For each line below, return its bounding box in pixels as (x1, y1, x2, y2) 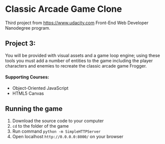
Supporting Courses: (5, 74, 49, 80)
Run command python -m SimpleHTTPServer (12, 128, 101, 134)
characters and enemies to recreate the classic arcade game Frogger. (5, 63, 147, 69)
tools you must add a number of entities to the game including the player (5, 58, 153, 64)
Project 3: (5, 39, 36, 48)
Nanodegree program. (5, 25, 50, 31)
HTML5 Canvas (12, 90, 44, 96)
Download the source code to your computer (12, 117, 104, 124)
